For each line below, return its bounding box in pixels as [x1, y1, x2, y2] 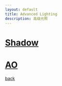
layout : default [5, 7, 38, 12]
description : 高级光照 [5, 16, 48, 21]
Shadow [5, 37, 39, 48]
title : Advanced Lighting [5, 12, 57, 17]
